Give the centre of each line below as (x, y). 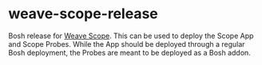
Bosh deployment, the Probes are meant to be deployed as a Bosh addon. (130, 52)
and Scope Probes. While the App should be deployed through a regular (127, 44)
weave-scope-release (83, 14)
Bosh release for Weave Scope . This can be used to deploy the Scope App (131, 36)
